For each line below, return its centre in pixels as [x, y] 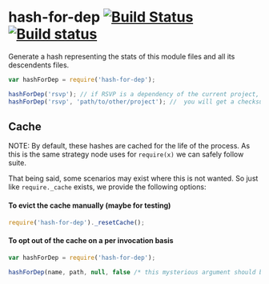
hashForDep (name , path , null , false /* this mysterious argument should [132, 272]
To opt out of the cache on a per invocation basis [91, 241]
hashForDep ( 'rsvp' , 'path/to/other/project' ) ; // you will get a [121, 101]
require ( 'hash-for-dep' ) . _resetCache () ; [77, 222]
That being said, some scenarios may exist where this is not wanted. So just [133, 179]
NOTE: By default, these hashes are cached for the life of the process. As [129, 146]
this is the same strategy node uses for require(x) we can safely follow [126, 154]
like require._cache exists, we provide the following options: [107, 187]
